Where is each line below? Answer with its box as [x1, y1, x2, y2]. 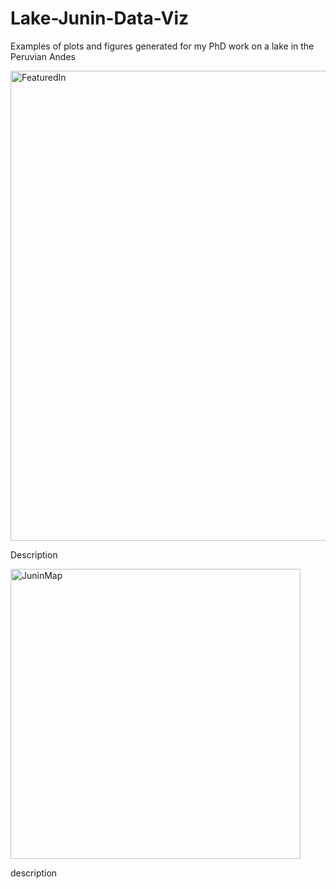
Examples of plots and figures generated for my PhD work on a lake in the [10, 40, 315, 52]
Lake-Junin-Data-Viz [10, 7, 190, 30]
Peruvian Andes [10, 50, 76, 62]
